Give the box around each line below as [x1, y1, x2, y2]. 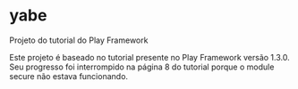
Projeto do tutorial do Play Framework [9, 35, 149, 45]
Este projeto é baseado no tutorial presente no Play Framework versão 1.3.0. [9, 52, 290, 62]
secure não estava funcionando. [9, 70, 128, 81]
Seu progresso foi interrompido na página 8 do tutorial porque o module [9, 61, 275, 72]
